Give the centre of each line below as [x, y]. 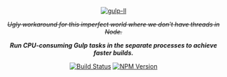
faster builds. [113, 53]
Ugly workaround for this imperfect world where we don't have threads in [113, 24]
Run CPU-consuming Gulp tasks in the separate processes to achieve [113, 45]
